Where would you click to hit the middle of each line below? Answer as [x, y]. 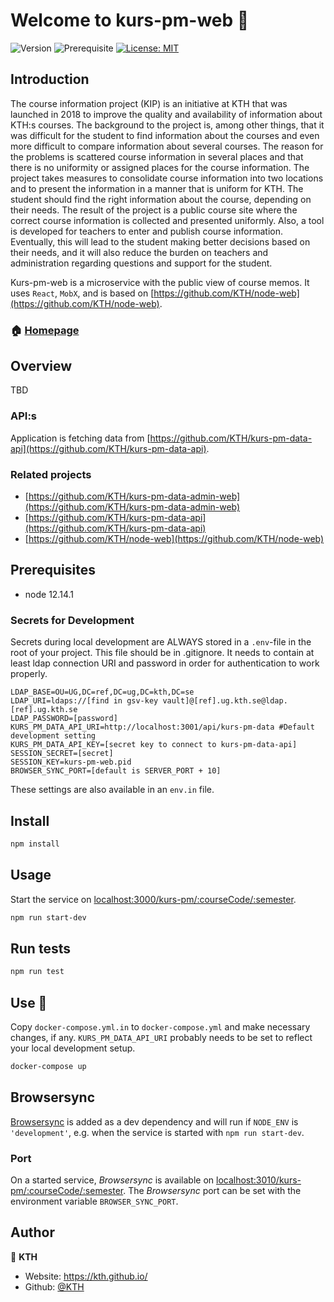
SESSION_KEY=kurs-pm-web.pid [71, 762]
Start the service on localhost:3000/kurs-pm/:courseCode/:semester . [153, 899]
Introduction [50, 79]
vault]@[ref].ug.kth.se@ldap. [225, 701]
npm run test [37, 972]
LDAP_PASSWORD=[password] [64, 719]
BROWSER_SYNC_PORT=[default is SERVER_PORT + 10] [116, 771]
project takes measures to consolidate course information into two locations [167, 178]
